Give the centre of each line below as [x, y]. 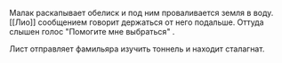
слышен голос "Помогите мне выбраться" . [92, 31]
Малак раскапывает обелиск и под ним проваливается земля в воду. [141, 13]
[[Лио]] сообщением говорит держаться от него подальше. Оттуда [137, 22]
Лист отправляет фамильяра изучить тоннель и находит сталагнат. [137, 49]
